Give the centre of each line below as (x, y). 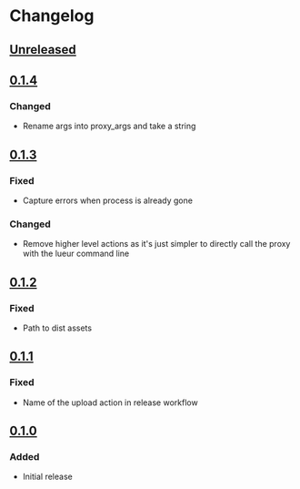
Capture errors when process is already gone (108, 200)
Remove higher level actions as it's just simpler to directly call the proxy (156, 244)
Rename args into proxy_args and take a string (109, 126)
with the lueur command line (76, 254)
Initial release (47, 477)
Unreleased (43, 50)
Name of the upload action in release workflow (110, 402)
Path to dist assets (57, 328)
